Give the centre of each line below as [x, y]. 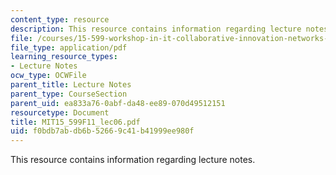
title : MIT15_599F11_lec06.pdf [75, 122]
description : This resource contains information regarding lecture [156, 29]
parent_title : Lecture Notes [71, 85]
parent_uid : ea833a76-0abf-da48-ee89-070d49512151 [118, 103]
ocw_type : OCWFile [48, 76]
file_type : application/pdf [69, 47]
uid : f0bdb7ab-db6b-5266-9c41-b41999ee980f [102, 131]
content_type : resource [60, 19]
